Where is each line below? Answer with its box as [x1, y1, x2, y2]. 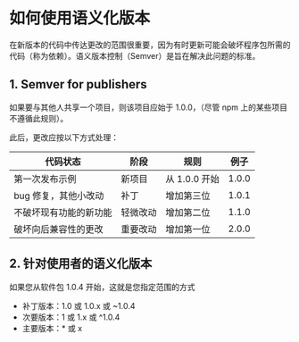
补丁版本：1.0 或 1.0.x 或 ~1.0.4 [21, 300, 136, 311]
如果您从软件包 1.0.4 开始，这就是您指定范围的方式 [9, 281, 195, 292]
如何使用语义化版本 [9, 8, 151, 29]
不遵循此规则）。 [9, 113, 69, 123]
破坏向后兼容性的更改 [13, 222, 104, 235]
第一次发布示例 [13, 172, 78, 185]
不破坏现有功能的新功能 [13, 206, 113, 219]
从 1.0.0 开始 [165, 172, 220, 185]
